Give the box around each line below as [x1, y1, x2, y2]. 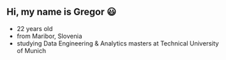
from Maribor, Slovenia [16, 32, 83, 40]
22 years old [16, 24, 53, 32]
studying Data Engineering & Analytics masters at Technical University [16, 39, 219, 48]
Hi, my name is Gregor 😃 [6, 6, 116, 18]
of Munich [16, 46, 47, 54]
